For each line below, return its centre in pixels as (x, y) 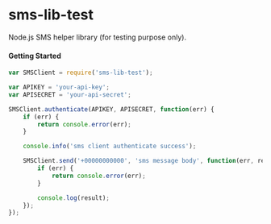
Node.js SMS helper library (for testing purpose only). (98, 37)
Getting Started (35, 56)
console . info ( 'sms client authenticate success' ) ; (110, 147)
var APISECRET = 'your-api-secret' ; (70, 94)
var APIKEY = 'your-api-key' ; (59, 87)
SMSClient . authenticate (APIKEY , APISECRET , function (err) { (112, 109)
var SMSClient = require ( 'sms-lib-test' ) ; (81, 73)
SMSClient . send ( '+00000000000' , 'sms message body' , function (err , (138, 161)
